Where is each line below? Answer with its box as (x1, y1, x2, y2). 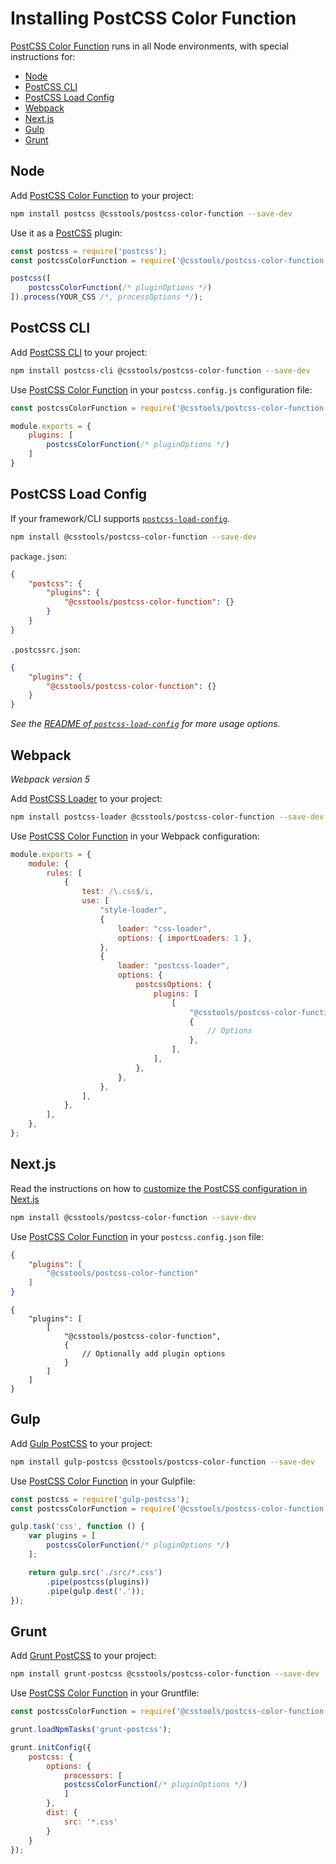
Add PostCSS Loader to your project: (10, 792, 163, 804)
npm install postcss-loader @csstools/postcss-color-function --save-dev (10, 812, 325, 822)
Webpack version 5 (10, 773, 91, 785)
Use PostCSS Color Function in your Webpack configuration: (10, 830, 260, 842)
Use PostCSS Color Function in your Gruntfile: (10, 1687, 200, 1699)
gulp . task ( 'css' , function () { (10, 1522, 145, 1532)
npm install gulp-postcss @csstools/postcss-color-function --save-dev (10, 1457, 315, 1467)
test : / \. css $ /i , (81, 887, 155, 897)
